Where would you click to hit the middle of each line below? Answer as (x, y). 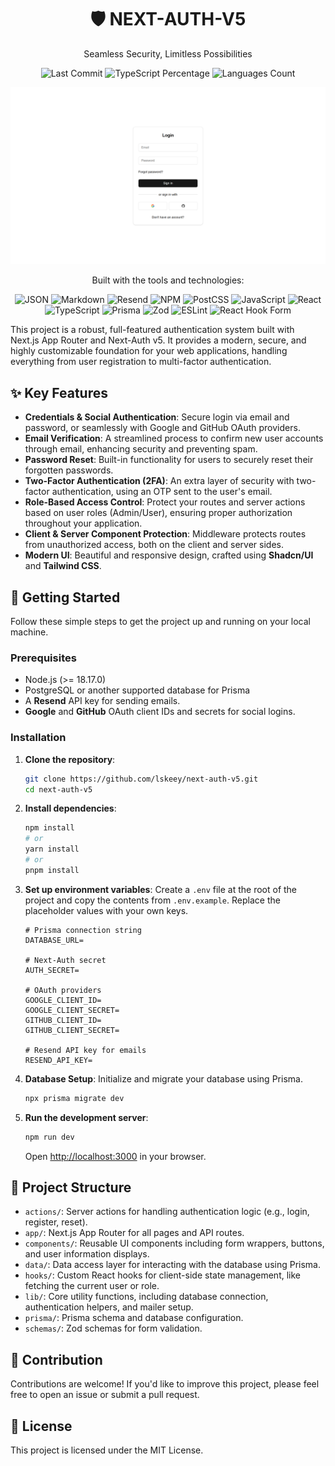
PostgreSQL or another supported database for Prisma (137, 690)
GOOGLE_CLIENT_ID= (63, 1000)
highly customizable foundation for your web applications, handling (149, 351)
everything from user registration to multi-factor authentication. (141, 362)
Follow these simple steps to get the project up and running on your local (160, 622)
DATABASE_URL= (54, 940)
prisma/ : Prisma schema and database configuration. (134, 1318)
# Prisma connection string (83, 930)
